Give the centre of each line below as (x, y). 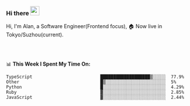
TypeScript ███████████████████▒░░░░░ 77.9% (95, 77)
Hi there (18, 13)
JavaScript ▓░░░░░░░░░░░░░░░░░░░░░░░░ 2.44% (95, 98)
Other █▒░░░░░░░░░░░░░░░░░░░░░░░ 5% (91, 82)
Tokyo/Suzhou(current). (35, 35)
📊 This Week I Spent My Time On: (48, 64)
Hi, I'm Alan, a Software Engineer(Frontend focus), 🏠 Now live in (84, 26)
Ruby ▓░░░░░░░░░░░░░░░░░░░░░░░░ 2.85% (95, 93)
